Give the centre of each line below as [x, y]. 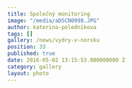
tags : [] [20, 34]
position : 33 [27, 47]
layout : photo [28, 73]
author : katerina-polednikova [52, 27]
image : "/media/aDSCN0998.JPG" [54, 21]
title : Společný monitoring [49, 14]
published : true [31, 54]
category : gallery [34, 67]
